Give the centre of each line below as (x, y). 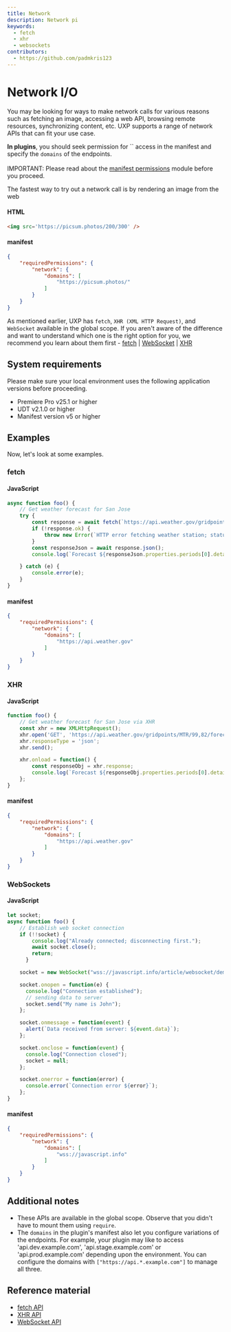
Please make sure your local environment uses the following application (109, 381)
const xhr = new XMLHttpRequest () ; (70, 728)
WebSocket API (39, 1322)
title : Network (29, 13)
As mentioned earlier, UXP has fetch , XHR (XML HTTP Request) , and (101, 321)
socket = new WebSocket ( (55, 973)
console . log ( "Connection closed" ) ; (76, 1054)
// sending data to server (64, 997)
